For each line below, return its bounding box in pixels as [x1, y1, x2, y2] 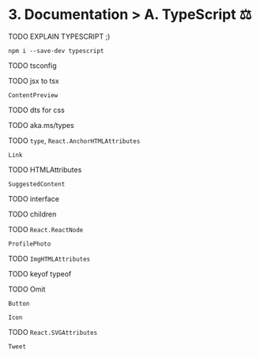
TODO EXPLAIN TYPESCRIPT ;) [8, 32, 111, 41]
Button [8, 299, 30, 307]
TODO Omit [8, 284, 46, 294]
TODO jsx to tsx [8, 76, 59, 85]
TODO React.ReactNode [8, 224, 84, 234]
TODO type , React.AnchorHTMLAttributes [8, 136, 141, 145]
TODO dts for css [8, 105, 65, 115]
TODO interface [8, 194, 59, 203]
